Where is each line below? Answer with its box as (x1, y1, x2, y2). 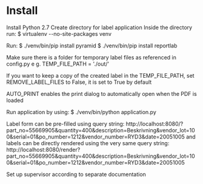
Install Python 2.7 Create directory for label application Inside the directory (6, 24, 193, 31)
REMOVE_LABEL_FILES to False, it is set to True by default (6, 78, 152, 86)
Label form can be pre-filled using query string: (6, 120, 125, 128)
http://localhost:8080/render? (6, 146, 81, 153)
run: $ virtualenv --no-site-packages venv (6, 30, 112, 37)
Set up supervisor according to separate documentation (6, 171, 147, 178)
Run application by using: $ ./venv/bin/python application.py (6, 108, 156, 115)
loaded (6, 97, 24, 104)
